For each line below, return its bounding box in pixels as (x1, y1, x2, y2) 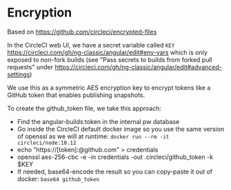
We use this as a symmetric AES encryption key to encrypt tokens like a (7, 83, 211, 92)
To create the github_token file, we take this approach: (7, 104, 162, 112)
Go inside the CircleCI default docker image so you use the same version (17, 125, 225, 133)
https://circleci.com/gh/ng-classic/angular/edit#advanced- (54, 63, 222, 71)
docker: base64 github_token (17, 174, 100, 183)
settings (7, 70, 30, 78)
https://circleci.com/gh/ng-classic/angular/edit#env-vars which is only (7, 48, 208, 56)
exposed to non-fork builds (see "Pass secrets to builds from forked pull (7, 55, 212, 63)
